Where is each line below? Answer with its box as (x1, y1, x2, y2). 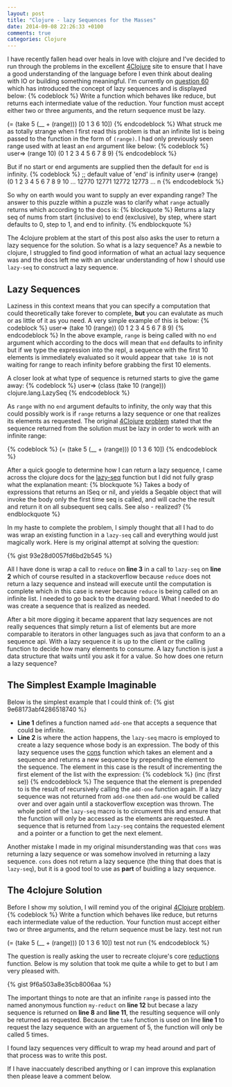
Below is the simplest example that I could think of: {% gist (7, 698, 175, 706)
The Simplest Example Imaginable (7, 680, 157, 691)
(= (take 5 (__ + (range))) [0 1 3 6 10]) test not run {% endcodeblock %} (7, 938, 210, 946)
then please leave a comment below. (7, 1072, 112, 1080)
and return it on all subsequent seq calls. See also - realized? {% (7, 502, 192, 511)
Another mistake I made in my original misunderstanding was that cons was (7, 842, 222, 851)
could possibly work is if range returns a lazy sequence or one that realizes (7, 409, 221, 418)
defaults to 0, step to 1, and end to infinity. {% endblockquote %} (7, 220, 192, 229)
